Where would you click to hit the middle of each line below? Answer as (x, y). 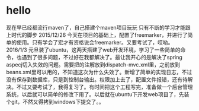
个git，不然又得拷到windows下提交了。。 (55, 102)
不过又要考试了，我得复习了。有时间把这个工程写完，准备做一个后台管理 (105, 87)
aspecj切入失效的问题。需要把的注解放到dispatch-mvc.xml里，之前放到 (93, 64)
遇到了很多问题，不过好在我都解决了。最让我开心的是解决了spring (102, 57)
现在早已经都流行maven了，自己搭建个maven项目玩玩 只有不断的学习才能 (96, 27)
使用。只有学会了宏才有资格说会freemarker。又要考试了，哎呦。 (95, 42)
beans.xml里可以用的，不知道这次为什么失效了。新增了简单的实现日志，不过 (99, 72)
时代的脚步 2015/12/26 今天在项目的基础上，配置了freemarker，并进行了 (99, 35)
